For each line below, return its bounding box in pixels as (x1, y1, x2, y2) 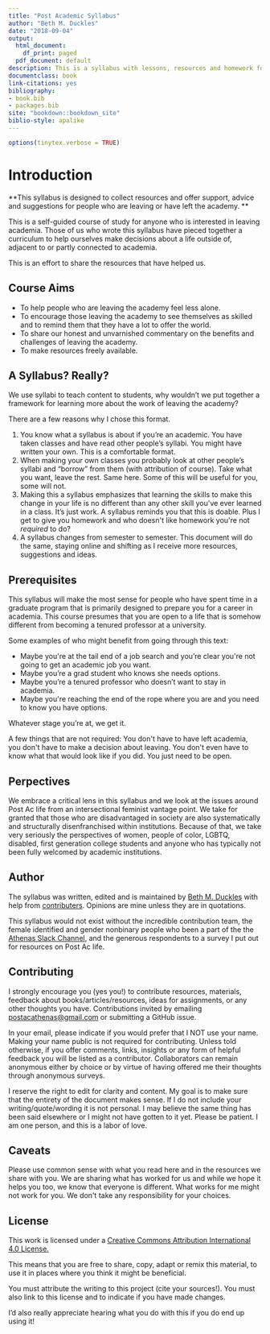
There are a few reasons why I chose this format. (8, 414, 171, 424)
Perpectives (8, 774, 71, 788)
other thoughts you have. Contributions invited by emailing (8, 1004, 202, 1013)
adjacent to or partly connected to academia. (8, 242, 158, 252)
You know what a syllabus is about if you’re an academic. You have (19, 430, 243, 440)
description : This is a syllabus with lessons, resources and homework (8, 64, 253, 72)
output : (8, 34, 35, 43)
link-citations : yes (8, 79, 78, 87)
